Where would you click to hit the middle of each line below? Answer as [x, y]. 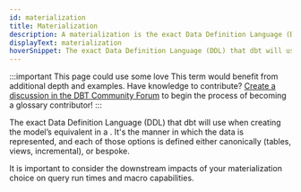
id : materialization [48, 17]
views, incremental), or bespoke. [69, 151]
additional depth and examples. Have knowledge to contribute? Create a [142, 86]
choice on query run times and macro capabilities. [102, 178]
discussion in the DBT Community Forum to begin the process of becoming [148, 96]
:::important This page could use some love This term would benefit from [144, 76]
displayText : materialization [66, 43]
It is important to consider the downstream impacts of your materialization [146, 169]
